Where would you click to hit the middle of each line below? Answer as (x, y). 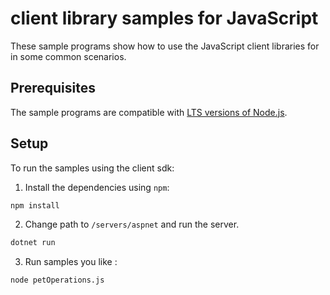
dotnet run (33, 243)
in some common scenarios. (68, 56)
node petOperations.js (57, 280)
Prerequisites (53, 88)
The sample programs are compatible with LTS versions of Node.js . (149, 112)
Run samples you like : (71, 262)
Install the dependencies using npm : (97, 187)
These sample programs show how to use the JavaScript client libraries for (165, 46)
